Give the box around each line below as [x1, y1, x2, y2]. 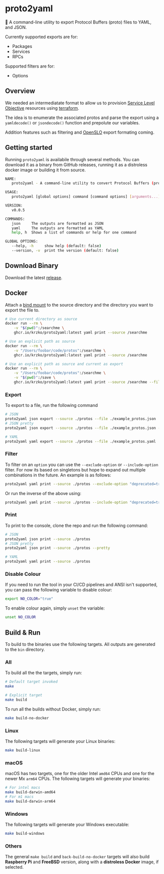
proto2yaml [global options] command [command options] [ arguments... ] [11, 194, 161, 199]
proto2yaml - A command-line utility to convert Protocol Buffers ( [11, 181, 154, 186]
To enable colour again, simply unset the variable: [5, 605, 105, 611]
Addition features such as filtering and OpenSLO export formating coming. [5, 129, 155, 135]
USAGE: [5, 189, 19, 195]
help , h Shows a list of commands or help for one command [11, 230, 137, 235]
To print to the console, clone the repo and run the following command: [5, 522, 148, 528]
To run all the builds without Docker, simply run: [5, 706, 101, 712]
